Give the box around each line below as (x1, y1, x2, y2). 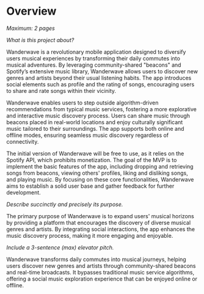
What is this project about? (6, 36, 75, 43)
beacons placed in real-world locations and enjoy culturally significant (6, 118, 183, 126)
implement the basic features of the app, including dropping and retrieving (6, 163, 194, 170)
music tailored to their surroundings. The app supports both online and (6, 125, 184, 132)
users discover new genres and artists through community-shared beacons (6, 262, 196, 270)
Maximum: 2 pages (6, 24, 55, 32)
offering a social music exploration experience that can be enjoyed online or (6, 275, 197, 282)
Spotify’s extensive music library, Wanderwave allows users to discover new (6, 67, 199, 75)
